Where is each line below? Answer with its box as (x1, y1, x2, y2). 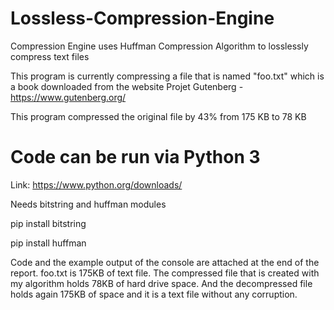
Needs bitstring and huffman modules (10, 198, 167, 210)
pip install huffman (10, 237, 87, 249)
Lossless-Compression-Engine (10, 7, 275, 30)
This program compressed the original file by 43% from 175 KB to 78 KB (10, 110, 307, 122)
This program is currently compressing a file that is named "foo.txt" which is (10, 70, 325, 82)
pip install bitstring (10, 217, 87, 229)
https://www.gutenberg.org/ (10, 91, 127, 103)
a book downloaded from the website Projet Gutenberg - (10, 80, 244, 92)
